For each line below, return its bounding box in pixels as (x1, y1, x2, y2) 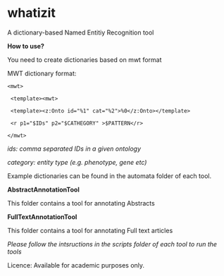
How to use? (7, 42, 44, 50)
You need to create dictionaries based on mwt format (7, 55, 162, 64)
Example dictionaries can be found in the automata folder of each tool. (7, 171, 212, 180)
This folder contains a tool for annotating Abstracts (7, 199, 155, 207)
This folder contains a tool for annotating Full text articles (7, 226, 173, 234)
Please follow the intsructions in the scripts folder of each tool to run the (7, 239, 217, 248)
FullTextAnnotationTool (7, 213, 77, 221)
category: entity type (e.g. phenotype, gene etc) (7, 158, 147, 166)
